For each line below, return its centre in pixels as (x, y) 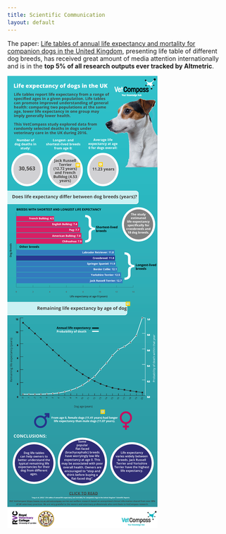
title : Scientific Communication (56, 15)
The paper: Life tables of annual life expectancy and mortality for (101, 43)
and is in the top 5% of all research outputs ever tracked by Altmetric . (111, 66)
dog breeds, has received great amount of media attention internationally (113, 58)
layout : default (31, 22)
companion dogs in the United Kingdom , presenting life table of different (112, 51)
